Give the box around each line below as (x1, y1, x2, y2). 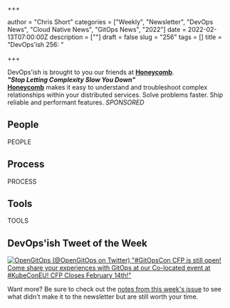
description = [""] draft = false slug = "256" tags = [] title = (49, 33, 222, 41)
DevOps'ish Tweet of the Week (7, 237, 147, 249)
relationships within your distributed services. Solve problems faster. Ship (7, 90, 224, 99)
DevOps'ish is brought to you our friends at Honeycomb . (7, 68, 174, 76)
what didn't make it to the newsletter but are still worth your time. (7, 292, 199, 301)
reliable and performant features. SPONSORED (7, 98, 145, 107)
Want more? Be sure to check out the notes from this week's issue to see (7, 285, 222, 294)
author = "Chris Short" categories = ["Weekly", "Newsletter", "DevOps (7, 18, 214, 26)
